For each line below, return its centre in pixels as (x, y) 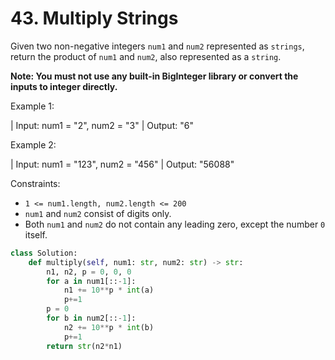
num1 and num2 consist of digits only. (98, 213)
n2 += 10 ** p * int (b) (109, 327)
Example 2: (33, 144)
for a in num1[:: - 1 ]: (91, 281)
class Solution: (44, 253)
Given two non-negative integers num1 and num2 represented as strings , (157, 46)
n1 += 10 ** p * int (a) (109, 290)
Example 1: (32, 106)
